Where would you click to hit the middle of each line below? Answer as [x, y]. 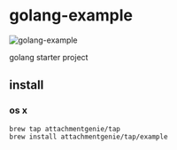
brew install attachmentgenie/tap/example [88, 137]
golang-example [71, 16]
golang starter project [49, 57]
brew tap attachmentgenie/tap [65, 129]
